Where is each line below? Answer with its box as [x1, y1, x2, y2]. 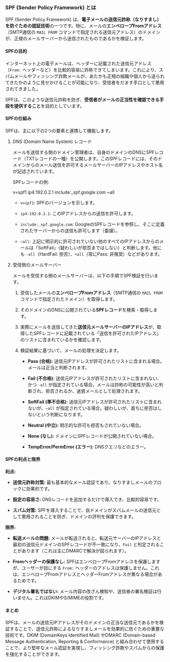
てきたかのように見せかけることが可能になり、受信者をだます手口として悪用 [5, 79, 164, 85]
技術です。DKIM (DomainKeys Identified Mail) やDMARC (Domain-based [5, 632, 156, 638]
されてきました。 [5, 86, 41, 92]
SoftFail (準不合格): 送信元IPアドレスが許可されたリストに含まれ [27, 399, 162, 405]
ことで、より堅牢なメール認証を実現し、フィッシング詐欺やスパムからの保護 [5, 645, 164, 651]
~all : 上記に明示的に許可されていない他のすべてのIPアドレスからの [20, 238, 159, 244]
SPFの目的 [5, 48, 27, 54]
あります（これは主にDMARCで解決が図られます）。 [21, 547, 129, 553]
